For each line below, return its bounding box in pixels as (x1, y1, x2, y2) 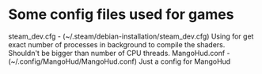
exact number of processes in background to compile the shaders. (8, 39, 226, 49)
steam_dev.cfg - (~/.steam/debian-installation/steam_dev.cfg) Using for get (8, 31, 254, 41)
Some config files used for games (8, 6, 234, 24)
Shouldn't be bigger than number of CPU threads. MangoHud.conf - (8, 48, 231, 57)
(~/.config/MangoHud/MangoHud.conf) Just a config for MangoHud (8, 57, 231, 66)
